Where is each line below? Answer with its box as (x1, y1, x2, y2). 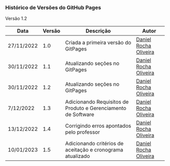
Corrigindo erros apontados (65, 123, 132, 130)
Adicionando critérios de (65, 140, 124, 147)
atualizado (65, 153, 90, 160)
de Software (65, 111, 95, 118)
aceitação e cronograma (65, 146, 123, 153)
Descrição (86, 27, 111, 34)
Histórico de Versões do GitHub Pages (5, 4, 101, 11)
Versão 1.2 (5, 16, 27, 22)
